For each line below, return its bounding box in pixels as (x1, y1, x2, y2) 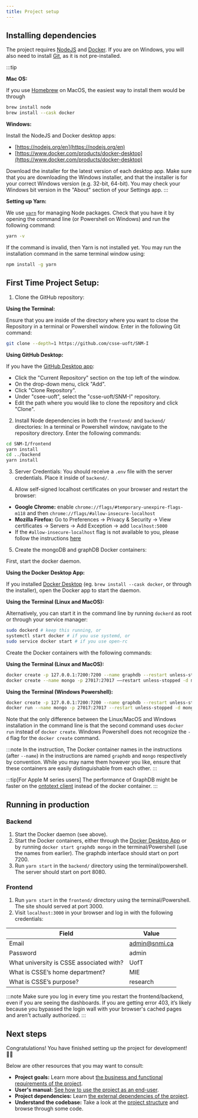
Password (9, 949, 37, 957)
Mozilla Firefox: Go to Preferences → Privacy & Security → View (14, 516, 171, 523)
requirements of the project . (14, 1080, 83, 1087)
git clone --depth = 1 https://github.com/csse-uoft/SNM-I (6, 340, 149, 346)
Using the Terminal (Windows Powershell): (6, 688, 113, 695)
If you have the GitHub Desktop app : (6, 363, 95, 370)
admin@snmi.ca (129, 940, 174, 948)
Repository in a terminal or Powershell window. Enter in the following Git (6, 322, 181, 330)
